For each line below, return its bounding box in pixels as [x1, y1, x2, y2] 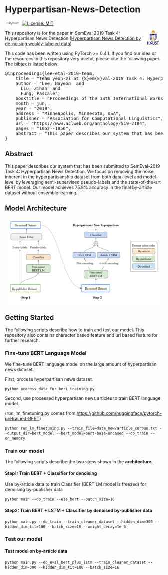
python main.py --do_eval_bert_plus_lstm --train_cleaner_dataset [5, 560, 146, 565]
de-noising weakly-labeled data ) [5, 40, 72, 46]
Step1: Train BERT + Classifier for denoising [5, 470, 97, 476]
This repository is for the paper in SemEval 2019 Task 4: [5, 30, 120, 36]
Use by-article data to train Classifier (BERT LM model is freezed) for [5, 481, 147, 487]
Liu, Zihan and [20, 85, 61, 91]
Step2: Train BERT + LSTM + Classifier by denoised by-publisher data [5, 507, 152, 513]
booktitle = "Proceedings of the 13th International [15, 95, 148, 101]
